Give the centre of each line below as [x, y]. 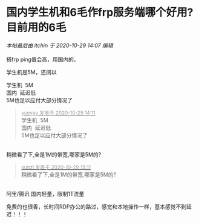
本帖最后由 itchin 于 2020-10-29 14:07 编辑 [60, 45]
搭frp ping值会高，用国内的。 [43, 59]
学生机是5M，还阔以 [31, 72]
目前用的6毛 [36, 27]
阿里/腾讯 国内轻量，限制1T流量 [45, 193]
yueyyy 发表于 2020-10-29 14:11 [58, 113]
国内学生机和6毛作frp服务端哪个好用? [100, 12]
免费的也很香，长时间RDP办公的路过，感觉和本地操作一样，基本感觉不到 [96, 207]
